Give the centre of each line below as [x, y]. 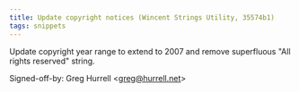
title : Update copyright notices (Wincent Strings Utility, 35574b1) [142, 17]
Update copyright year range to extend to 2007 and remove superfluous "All [150, 51]
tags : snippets [38, 26]
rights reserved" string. [53, 61]
